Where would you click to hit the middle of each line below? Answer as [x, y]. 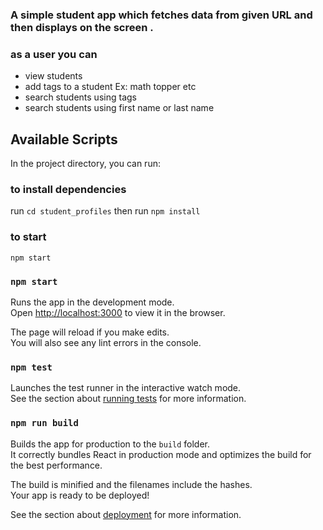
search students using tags [80, 97]
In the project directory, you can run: [85, 164]
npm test [31, 367]
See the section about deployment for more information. [126, 514]
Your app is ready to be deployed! [80, 495]
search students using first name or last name [119, 108]
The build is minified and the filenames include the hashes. [131, 484]
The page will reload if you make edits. [90, 332]
